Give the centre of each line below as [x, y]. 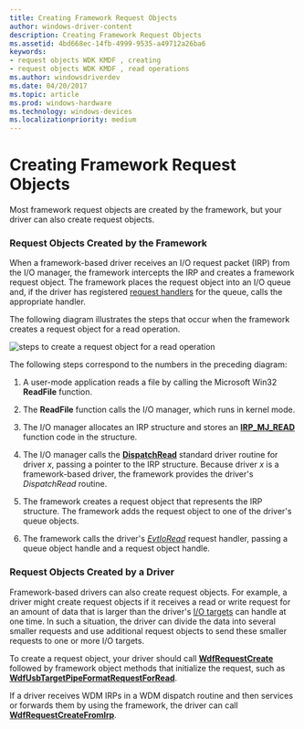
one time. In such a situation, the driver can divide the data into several [143, 621]
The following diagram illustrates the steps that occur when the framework [150, 320]
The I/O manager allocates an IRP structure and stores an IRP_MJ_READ [158, 428]
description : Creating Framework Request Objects [106, 35]
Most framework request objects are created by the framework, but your [146, 210]
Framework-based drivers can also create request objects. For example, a [148, 592]
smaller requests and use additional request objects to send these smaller [148, 630]
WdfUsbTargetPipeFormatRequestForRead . [94, 678]
